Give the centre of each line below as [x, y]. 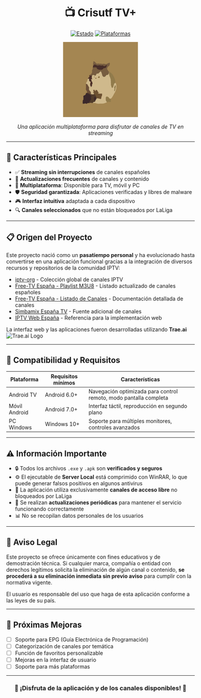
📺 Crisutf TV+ [100, 13]
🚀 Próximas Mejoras [44, 625]
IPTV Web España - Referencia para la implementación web [89, 318]
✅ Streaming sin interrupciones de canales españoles [83, 172]
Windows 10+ [62, 424]
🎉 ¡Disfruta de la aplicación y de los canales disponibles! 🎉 [100, 688]
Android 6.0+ [61, 395]
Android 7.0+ [61, 409]
